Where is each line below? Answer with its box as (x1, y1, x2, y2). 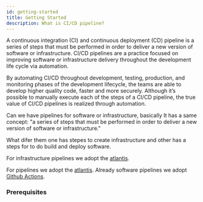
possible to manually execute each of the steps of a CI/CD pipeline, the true (6, 93, 196, 101)
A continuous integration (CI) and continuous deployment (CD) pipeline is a (6, 37, 194, 44)
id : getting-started (6, 8, 59, 15)
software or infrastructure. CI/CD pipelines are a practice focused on (6, 50, 179, 57)
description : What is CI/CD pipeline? (6, 20, 105, 26)
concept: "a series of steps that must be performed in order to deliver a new (6, 118, 198, 126)
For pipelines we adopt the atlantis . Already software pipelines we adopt (6, 166, 187, 173)
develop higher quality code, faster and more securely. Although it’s (6, 87, 176, 95)
